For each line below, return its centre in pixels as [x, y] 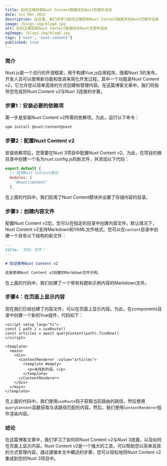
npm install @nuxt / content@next [39, 127]
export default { [23, 168]
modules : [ [21, 178]
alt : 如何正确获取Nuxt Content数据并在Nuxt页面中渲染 [57, 29]
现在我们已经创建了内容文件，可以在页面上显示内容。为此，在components [82, 309]
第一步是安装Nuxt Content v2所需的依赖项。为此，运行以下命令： [72, 118]
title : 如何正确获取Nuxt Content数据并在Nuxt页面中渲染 [59, 10]
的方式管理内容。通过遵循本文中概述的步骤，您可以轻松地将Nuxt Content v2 [83, 452]
